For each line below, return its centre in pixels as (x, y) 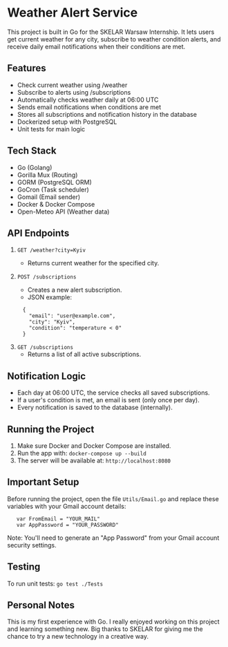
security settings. (32, 545)
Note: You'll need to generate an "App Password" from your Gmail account (113, 538)
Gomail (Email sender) (49, 197)
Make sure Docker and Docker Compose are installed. (94, 446)
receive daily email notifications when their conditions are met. (96, 46)
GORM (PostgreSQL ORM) (54, 182)
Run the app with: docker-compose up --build (82, 453)
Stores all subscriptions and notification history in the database (107, 114)
